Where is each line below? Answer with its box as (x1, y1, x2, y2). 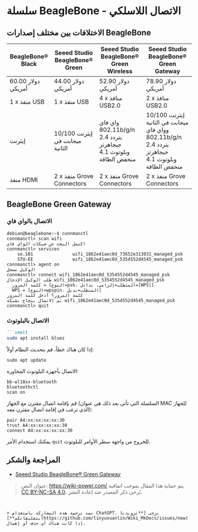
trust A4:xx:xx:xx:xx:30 (6, 422, 68, 428)
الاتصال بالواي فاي (6, 217, 52, 225)
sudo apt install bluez (6, 335, 65, 341)
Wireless (107, 67, 133, 75)
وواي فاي (146, 125, 169, 134)
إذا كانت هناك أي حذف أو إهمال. (6, 520, 86, 526)
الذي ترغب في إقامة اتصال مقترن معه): (6, 405, 93, 413)
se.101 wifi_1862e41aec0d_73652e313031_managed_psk (17, 251, 183, 257)
